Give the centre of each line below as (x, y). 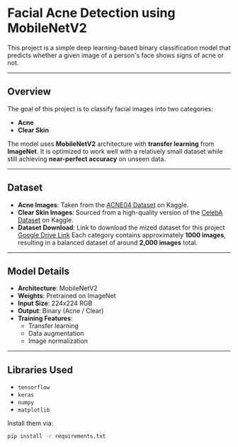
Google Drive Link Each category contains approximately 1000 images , (122, 234)
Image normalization (58, 341)
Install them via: (30, 424)
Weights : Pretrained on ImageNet (67, 296)
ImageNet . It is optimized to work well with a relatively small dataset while (115, 151)
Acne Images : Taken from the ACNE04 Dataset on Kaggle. (103, 205)
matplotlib (34, 410)
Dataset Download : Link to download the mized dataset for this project (121, 227)
